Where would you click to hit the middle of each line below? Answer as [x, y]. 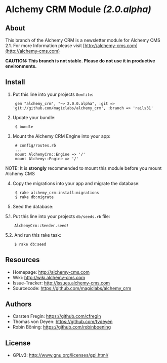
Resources [23, 260]
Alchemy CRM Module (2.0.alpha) [78, 9]
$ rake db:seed [30, 244]
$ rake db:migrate [34, 197]
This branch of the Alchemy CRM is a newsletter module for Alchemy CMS [83, 40]
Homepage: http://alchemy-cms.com [51, 272]
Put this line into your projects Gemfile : [53, 94]
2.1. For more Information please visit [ [45, 46]
